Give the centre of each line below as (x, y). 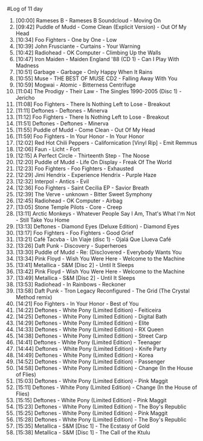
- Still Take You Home (43, 220)
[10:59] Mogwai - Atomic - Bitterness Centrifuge (76, 85)
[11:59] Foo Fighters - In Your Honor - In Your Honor (80, 136)
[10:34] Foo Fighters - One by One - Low (66, 40)
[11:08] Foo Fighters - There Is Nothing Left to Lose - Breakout (93, 104)
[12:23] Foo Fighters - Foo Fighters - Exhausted (75, 168)
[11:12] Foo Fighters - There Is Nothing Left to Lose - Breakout (92, 117)
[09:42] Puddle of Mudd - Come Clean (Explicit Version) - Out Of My (101, 27)
